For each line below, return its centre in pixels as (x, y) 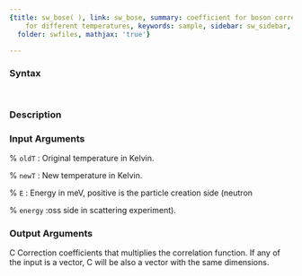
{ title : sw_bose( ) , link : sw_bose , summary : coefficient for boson (140, 17)
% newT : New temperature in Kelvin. (76, 175)
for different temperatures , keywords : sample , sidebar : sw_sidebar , (159, 26)
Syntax (25, 73)
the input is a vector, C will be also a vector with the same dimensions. (139, 263)
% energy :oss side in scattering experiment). (93, 210)
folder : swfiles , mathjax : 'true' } (84, 34)
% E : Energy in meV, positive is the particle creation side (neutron (131, 193)
